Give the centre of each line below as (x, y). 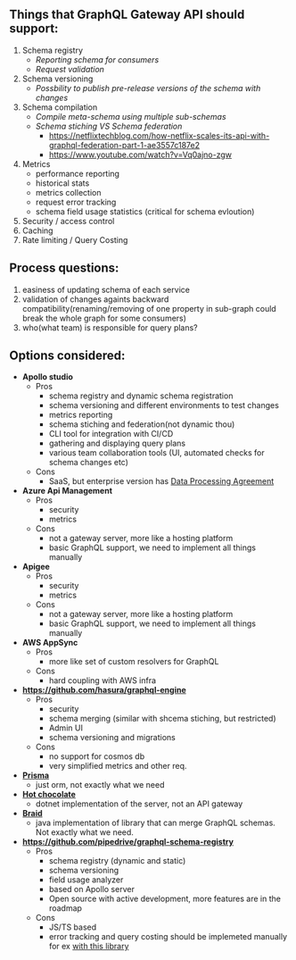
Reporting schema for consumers (97, 59)
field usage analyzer (86, 880)
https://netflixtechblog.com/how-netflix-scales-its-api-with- (159, 135)
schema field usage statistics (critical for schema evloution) (145, 211)
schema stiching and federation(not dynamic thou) (142, 424)
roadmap (66, 908)
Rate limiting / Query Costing (75, 239)
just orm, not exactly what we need (100, 785)
